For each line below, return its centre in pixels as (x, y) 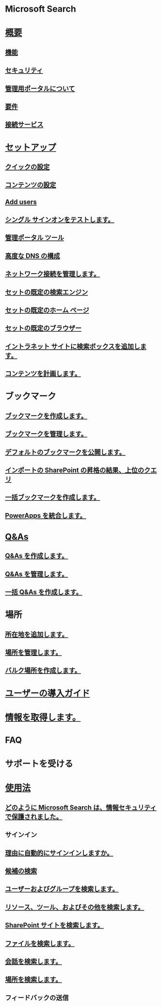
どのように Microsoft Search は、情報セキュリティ (81, 807)
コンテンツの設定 (31, 185)
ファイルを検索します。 (40, 943)
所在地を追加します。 (37, 634)
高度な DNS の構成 (32, 256)
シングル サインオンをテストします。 (60, 220)
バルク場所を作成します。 (43, 671)
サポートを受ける (39, 764)
